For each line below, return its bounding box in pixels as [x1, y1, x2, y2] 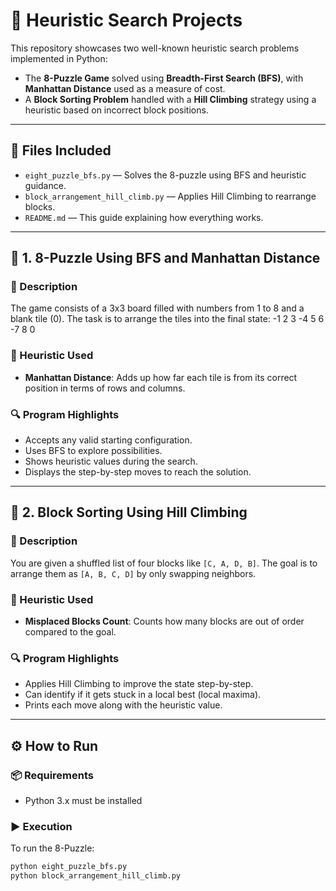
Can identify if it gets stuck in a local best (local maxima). [24, 689, 262, 701]
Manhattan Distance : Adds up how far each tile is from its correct [24, 371, 298, 383]
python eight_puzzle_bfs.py [10, 862, 128, 872]
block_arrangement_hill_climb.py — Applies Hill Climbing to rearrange [24, 190, 317, 202]
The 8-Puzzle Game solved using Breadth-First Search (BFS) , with [24, 72, 304, 84]
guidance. [24, 179, 67, 191]
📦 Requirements [10, 768, 95, 782]
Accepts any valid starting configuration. [24, 434, 193, 446]
